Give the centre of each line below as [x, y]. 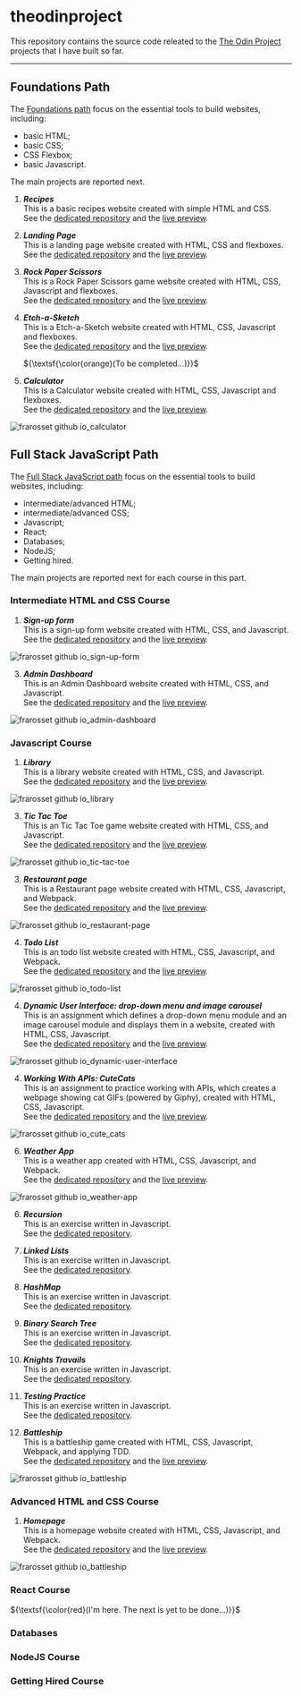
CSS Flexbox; [48, 155]
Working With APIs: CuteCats [79, 1078]
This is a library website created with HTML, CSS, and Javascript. [143, 772]
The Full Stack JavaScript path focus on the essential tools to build [133, 476]
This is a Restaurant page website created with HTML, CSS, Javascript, [154, 889]
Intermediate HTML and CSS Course [90, 601]
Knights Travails [54, 1360]
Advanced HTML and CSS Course [84, 1502]
